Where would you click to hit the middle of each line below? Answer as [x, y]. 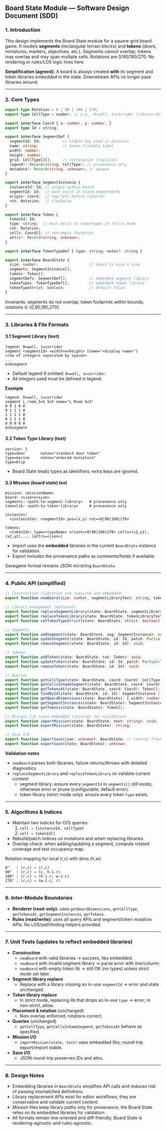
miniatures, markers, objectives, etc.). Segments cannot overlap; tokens [78, 51]
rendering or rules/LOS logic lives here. [45, 62]
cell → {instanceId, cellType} [52, 829]
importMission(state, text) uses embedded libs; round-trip [81, 1042]
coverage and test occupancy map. [48, 849]
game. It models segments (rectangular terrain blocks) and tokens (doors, [81, 46]
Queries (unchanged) [34, 1021]
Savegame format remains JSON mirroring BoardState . [61, 566]
